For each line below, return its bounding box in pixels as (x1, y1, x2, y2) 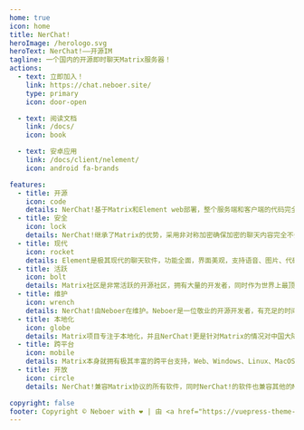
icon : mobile (25, 349, 75, 358)
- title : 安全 (17, 214, 68, 223)
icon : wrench (25, 298, 75, 307)
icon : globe (25, 323, 71, 332)
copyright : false (9, 398, 75, 407)
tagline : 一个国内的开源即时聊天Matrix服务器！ (9, 55, 172, 64)
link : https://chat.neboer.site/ (25, 81, 152, 90)
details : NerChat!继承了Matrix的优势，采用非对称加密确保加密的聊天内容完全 (25, 231, 288, 240)
